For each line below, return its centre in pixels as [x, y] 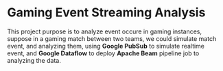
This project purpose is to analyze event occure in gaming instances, [105, 31]
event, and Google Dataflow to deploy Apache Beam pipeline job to [103, 53]
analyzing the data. [34, 60]
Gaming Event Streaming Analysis [106, 13]
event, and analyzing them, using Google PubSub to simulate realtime [106, 46]
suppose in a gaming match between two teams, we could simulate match [112, 38]
